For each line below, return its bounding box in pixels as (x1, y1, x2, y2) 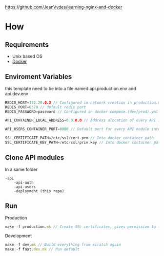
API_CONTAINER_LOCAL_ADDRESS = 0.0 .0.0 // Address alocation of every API (5, 118, 156, 123)
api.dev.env (5, 91, 28, 96)
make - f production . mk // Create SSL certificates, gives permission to (5, 224, 156, 229)
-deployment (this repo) (14, 188, 64, 194)
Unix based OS (12, 54, 42, 59)
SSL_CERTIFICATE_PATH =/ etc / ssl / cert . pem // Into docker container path (5, 136, 154, 141)
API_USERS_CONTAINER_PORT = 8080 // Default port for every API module (5, 127, 150, 132)
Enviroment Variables (5, 73, 72, 81)
